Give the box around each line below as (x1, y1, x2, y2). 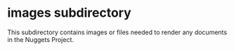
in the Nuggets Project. (7, 35, 74, 43)
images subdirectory (7, 5, 131, 21)
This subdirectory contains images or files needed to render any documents (7, 28, 227, 36)
